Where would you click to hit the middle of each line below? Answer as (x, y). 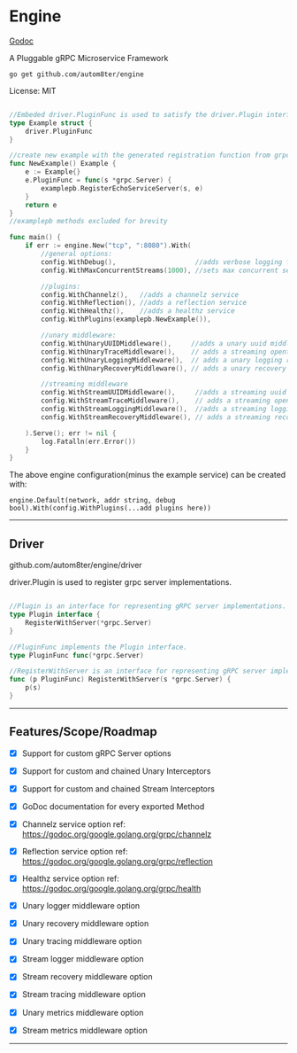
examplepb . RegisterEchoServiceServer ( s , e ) (122, 188)
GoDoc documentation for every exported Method (113, 806)
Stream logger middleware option (83, 959)
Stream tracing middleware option (84, 994)
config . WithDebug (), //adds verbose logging (162, 262)
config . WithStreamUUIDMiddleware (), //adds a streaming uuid (164, 393)
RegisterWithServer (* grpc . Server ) (88, 622)
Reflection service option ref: (75, 851)
